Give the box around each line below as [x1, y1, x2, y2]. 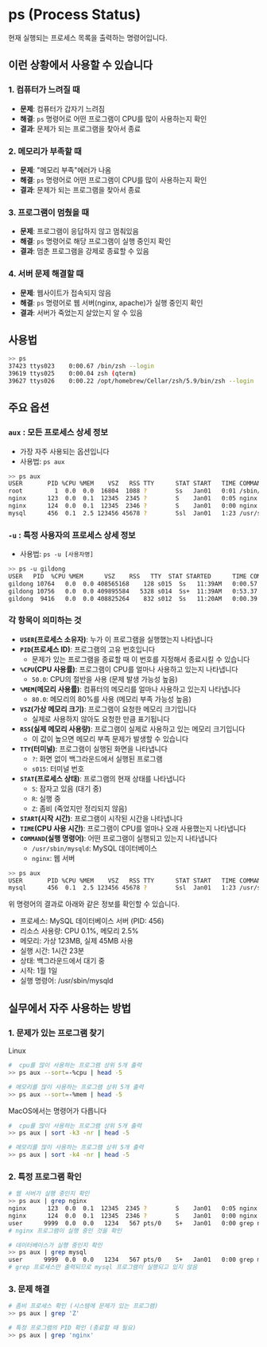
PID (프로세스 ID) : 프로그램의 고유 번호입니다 [19, 644, 156, 654]
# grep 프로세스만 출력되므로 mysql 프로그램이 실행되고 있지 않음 [8, 1263, 198, 1271]
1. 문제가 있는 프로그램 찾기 [8, 1027, 105, 1038]
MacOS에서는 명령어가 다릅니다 [8, 1106, 107, 1115]
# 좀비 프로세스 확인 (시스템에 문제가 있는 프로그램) [8, 1302, 159, 1310]
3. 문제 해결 [8, 1283, 50, 1294]
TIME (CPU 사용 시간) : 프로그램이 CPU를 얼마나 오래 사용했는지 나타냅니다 [19, 823, 246, 833]
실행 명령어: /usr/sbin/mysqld [19, 976, 114, 986]
